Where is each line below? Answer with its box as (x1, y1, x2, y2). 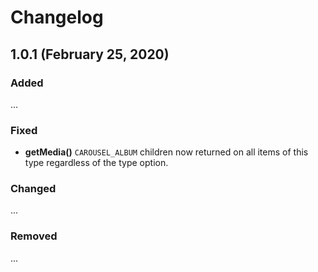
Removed (10, 229, 58, 243)
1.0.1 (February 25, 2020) (10, 46, 170, 63)
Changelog (10, 6, 104, 29)
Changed (10, 182, 57, 196)
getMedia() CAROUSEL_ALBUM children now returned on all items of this (24, 146, 309, 158)
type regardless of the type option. (24, 157, 169, 169)
